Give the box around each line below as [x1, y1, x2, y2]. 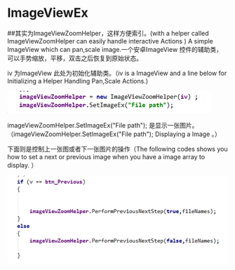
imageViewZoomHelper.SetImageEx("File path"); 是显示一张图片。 [7, 121, 199, 129]
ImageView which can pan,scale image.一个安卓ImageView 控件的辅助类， [7, 45, 223, 53]
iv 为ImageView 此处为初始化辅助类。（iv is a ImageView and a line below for [7, 69, 227, 77]
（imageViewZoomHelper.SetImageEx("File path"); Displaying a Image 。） [7, 130, 221, 138]
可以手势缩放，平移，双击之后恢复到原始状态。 [7, 54, 142, 62]
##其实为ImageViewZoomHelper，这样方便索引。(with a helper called [7, 29, 209, 37]
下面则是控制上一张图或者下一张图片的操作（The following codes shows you [7, 144, 228, 153]
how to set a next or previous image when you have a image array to [7, 152, 206, 161]
